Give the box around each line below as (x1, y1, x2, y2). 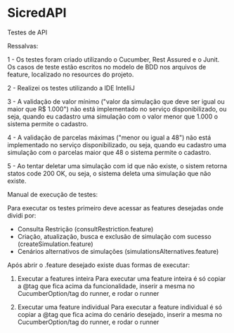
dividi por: (7, 211, 37, 219)
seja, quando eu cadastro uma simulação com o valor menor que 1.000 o (7, 112, 219, 121)
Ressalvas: (7, 41, 39, 50)
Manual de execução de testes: (7, 190, 98, 198)
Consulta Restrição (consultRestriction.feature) (17, 224, 154, 233)
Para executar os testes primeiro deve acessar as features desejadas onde (7, 203, 223, 212)
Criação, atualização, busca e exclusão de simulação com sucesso (17, 232, 212, 240)
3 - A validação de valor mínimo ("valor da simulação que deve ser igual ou (7, 97, 225, 106)
